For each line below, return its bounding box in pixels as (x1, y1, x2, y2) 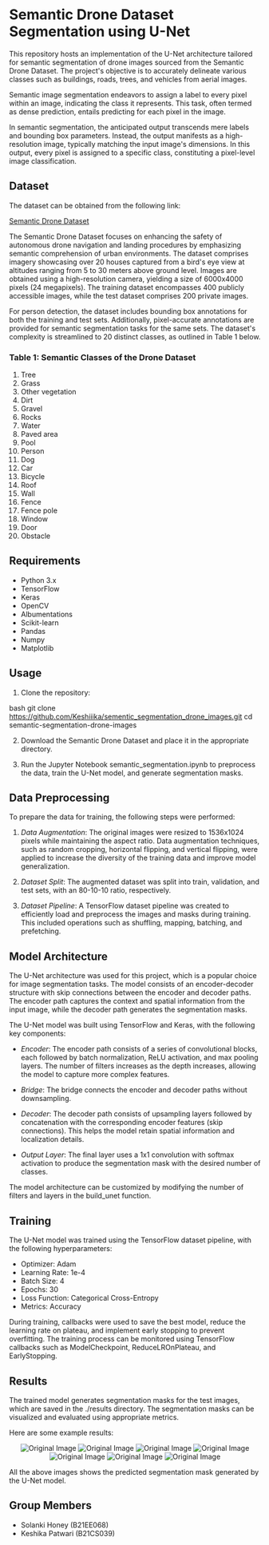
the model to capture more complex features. (20, 1070, 170, 1080)
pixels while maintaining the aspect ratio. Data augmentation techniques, (20, 836, 260, 846)
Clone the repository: (20, 687, 91, 697)
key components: (9, 1028, 66, 1039)
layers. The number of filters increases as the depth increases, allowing (20, 1061, 256, 1071)
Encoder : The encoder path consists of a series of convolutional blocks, (20, 1044, 258, 1054)
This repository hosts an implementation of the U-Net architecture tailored (9, 49, 253, 58)
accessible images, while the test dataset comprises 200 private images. (9, 291, 249, 300)
